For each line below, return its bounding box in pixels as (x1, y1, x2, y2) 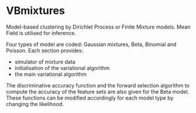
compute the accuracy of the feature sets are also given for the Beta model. (6, 88, 190, 95)
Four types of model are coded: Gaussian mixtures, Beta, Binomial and (6, 41, 177, 48)
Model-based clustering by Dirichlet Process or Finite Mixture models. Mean (6, 23, 191, 30)
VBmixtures (6, 4, 65, 17)
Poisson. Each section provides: (6, 47, 83, 54)
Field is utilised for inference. (6, 29, 76, 36)
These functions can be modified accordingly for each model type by (6, 94, 174, 101)
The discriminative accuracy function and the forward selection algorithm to (6, 82, 190, 89)
